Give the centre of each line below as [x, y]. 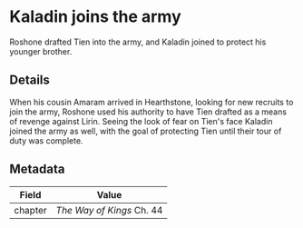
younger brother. [41, 51]
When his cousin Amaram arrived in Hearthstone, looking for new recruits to [151, 102]
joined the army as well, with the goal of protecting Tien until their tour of [146, 131]
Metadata [37, 169]
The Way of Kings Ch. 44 [109, 210]
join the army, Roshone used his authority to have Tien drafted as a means [148, 112]
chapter [30, 210]
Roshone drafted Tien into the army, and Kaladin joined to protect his [138, 42]
